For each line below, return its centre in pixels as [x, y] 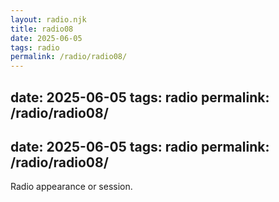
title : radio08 [42, 29]
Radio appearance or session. [71, 187]
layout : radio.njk [48, 19]
